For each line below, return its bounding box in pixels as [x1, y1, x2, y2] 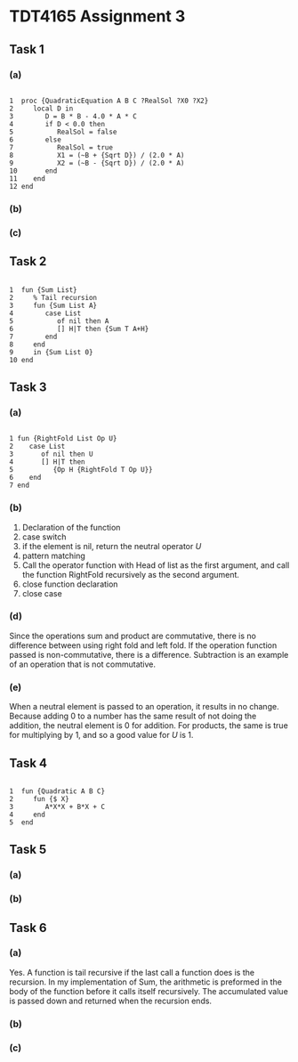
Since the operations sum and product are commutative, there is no [9, 630, 256, 641]
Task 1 [9, 42, 44, 57]
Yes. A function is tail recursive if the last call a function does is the [9, 967, 255, 977]
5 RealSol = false [9, 127, 117, 136]
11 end [9, 174, 46, 183]
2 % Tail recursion [9, 293, 98, 302]
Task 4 [9, 755, 47, 771]
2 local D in [9, 104, 74, 113]
